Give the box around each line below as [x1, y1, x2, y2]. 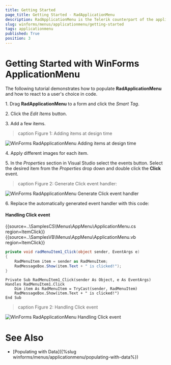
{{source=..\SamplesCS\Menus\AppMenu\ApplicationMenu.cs [5, 223, 136, 230]
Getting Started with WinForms [5, 58, 139, 69]
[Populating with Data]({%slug [12, 349, 76, 355]
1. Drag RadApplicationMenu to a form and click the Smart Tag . [5, 100, 140, 107]
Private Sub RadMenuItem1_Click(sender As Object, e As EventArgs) [5, 277, 152, 283]
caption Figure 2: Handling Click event [17, 304, 98, 311]
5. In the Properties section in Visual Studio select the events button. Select [5, 160, 163, 166]
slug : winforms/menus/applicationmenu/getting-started [5, 21, 124, 27]
